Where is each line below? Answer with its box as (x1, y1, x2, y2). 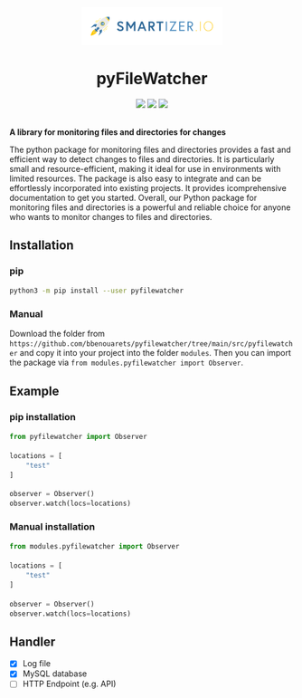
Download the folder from (9, 329, 106, 339)
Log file (22, 658, 52, 669)
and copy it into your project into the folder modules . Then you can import (19, 348, 292, 359)
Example (9, 383, 60, 398)
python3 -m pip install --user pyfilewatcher (9, 286, 184, 296)
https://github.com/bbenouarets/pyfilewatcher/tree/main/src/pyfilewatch (9, 339, 294, 349)
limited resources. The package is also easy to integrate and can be (9, 173, 262, 184)
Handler (9, 634, 56, 649)
